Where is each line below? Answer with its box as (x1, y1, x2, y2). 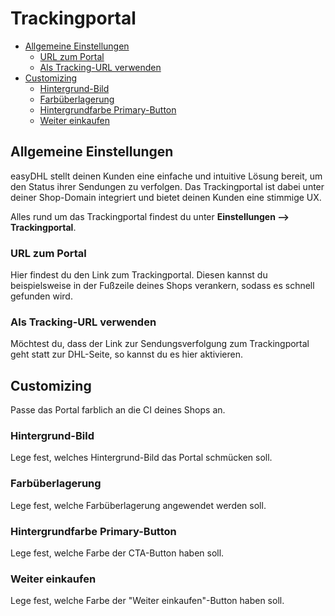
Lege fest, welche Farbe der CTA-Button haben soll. (10, 547, 225, 559)
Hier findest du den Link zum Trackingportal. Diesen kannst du (10, 269, 268, 281)
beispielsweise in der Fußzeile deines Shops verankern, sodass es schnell (10, 280, 315, 292)
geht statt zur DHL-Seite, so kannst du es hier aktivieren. (10, 348, 244, 361)
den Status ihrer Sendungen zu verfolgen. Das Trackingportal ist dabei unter (10, 180, 325, 192)
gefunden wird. (10, 290, 73, 302)
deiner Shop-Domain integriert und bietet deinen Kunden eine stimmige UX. (10, 191, 322, 203)
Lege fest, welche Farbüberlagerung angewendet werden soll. (10, 499, 267, 511)
